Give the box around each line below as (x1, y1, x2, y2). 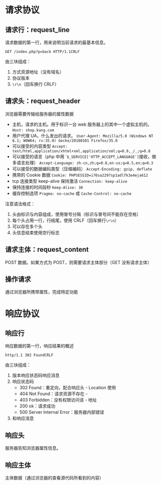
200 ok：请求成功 (19, 403, 55, 409)
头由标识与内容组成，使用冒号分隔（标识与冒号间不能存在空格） (12, 211, 141, 217)
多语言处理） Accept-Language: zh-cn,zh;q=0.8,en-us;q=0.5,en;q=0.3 (12, 160, 153, 165)
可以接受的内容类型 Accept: (12, 143, 68, 149)
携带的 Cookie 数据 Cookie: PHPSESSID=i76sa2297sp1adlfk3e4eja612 (12, 172, 148, 178)
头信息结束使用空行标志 (12, 229, 60, 236)
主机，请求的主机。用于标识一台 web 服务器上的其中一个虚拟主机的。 (12, 121, 152, 127)
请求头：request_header (5, 97, 81, 106)
